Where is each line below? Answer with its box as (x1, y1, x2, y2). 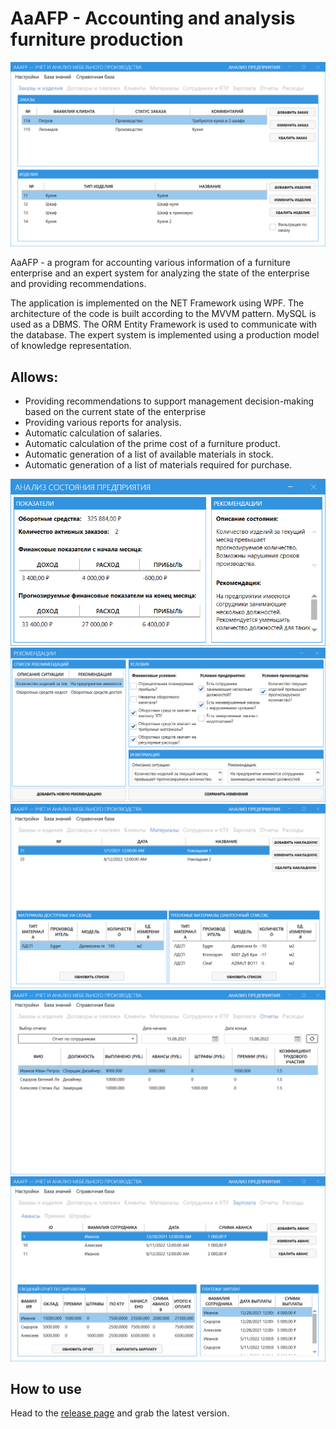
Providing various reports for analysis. (24, 417, 182, 429)
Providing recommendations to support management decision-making (24, 395, 315, 407)
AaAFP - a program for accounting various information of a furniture (10, 257, 291, 269)
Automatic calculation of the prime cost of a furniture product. (24, 438, 281, 450)
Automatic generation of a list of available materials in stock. (24, 448, 274, 461)
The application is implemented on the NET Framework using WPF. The (10, 297, 305, 309)
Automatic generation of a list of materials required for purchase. (24, 459, 293, 471)
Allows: (10, 368, 59, 386)
